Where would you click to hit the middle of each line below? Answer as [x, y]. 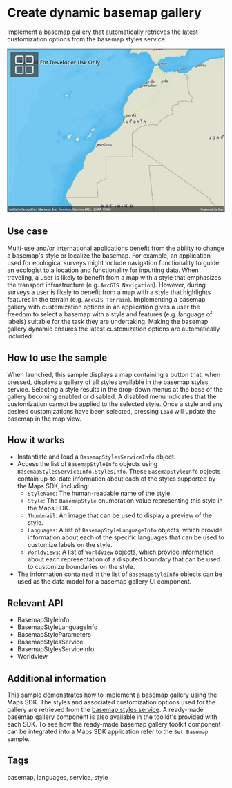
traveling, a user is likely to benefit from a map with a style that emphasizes [114, 277]
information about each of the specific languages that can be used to [126, 537]
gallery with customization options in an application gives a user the [104, 307]
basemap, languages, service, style [58, 777]
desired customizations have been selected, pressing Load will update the [112, 411]
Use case [28, 232]
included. [20, 336]
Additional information [57, 678]
